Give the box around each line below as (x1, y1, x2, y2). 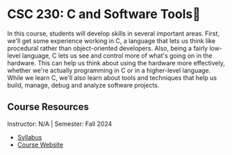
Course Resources (7, 101, 89, 113)
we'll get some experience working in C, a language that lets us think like (7, 36, 216, 44)
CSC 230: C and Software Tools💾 (7, 6, 201, 22)
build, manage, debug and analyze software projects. (7, 81, 160, 89)
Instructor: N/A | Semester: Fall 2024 (7, 120, 113, 128)
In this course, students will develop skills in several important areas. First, (7, 29, 220, 38)
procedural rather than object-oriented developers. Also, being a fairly (7, 44, 208, 52)
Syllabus (17, 133, 42, 141)
